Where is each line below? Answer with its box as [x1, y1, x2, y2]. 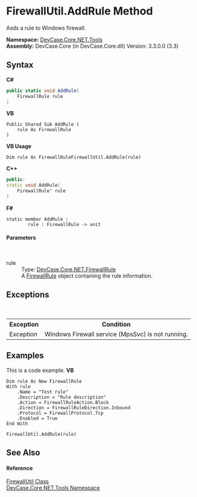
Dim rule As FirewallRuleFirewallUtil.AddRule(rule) [6, 154, 142, 161]
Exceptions [6, 290, 49, 300]
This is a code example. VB [6, 366, 74, 374]
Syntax [6, 60, 34, 70]
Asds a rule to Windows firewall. [6, 24, 86, 31]
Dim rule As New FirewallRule [6, 378, 83, 385]
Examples [6, 351, 44, 361]
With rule [6, 383, 31, 389]
